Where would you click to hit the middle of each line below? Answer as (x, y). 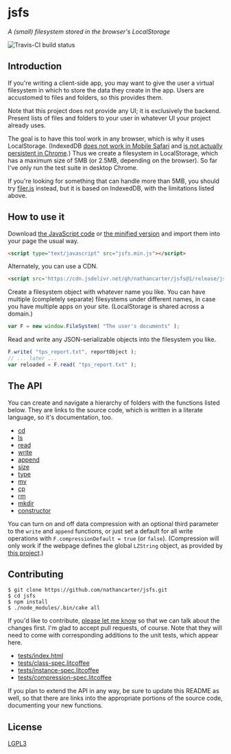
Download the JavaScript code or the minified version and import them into (114, 234)
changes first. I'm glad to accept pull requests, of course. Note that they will (115, 628)
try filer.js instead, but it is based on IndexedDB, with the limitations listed (111, 188)
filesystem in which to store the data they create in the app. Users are (106, 90)
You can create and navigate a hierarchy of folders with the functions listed (114, 403)
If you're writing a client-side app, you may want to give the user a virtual (111, 83)
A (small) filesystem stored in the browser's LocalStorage (89, 32)
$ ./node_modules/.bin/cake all (54, 608)
